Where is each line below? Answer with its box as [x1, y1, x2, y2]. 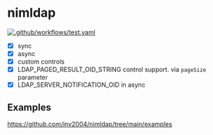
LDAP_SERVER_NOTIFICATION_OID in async [17, 80, 146, 89]
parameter [17, 73, 48, 82]
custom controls [17, 57, 65, 66]
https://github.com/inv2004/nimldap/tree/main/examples [7, 120, 172, 129]
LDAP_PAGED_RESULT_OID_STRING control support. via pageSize [17, 65, 207, 74]
